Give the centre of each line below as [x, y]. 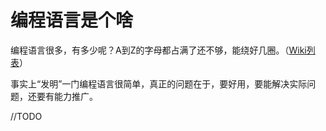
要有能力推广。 [67, 96]
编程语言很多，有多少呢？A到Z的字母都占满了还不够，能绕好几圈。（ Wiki [158, 50]
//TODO [26, 116]
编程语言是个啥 [72, 20]
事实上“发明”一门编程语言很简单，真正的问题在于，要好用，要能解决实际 [159, 83]
